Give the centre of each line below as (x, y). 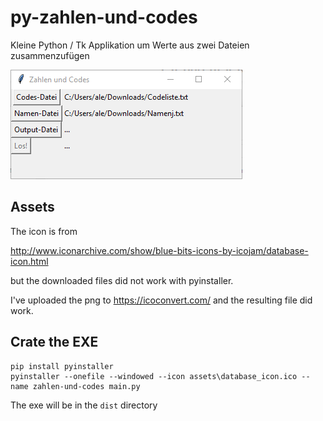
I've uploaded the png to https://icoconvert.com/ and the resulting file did (161, 300)
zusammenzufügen (50, 55)
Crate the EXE (54, 342)
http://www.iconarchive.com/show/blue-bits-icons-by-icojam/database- (159, 250)
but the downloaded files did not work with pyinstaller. (122, 280)
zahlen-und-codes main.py (86, 386)
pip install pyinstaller (62, 366)
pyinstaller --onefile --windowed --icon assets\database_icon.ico (154, 376)
